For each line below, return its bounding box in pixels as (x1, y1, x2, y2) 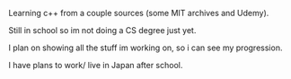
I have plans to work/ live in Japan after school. (8, 60, 183, 70)
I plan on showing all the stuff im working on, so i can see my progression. (8, 42, 283, 53)
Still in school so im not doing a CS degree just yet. (8, 25, 197, 35)
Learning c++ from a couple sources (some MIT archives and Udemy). (8, 8, 269, 18)
